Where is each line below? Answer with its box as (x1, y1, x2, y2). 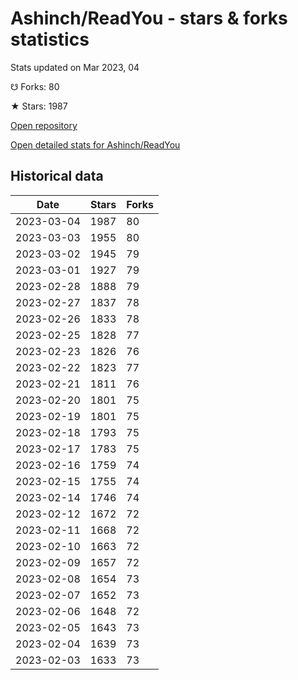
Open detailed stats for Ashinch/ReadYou (10, 138, 181, 151)
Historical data (10, 168, 104, 185)
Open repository (10, 119, 78, 131)
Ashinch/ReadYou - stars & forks (10, 7, 288, 30)
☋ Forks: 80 (10, 80, 60, 92)
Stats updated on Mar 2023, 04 (10, 61, 140, 73)
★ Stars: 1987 (10, 100, 68, 112)
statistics (10, 28, 90, 51)
